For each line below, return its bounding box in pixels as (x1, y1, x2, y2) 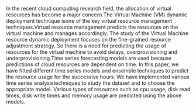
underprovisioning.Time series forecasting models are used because (6, 55, 172, 61)
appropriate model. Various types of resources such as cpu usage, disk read (6, 86, 191, 92)
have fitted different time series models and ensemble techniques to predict (6, 67, 189, 74)
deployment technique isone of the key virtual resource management (6, 18, 173, 24)
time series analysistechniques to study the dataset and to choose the (6, 80, 175, 87)
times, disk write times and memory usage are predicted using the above (6, 92, 182, 99)
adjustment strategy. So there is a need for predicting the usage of (6, 42, 167, 49)
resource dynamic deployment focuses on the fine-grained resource (6, 36, 171, 43)
